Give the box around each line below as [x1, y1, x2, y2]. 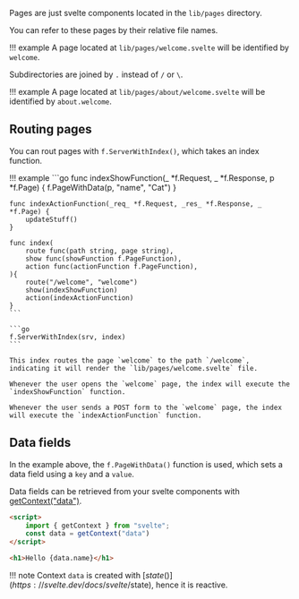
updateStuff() [25, 215, 78, 224]
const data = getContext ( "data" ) [25, 529, 150, 538]
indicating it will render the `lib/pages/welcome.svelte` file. [9, 364, 258, 372]
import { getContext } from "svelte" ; [25, 521, 170, 530]
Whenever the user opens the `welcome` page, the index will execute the [9, 380, 291, 389]
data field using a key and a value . [9, 468, 134, 479]
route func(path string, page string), [25, 246, 175, 255]
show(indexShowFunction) [25, 286, 118, 295]
